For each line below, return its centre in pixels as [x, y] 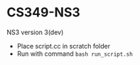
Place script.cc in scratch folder [64, 46]
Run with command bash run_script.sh [75, 54]
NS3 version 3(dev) [35, 32]
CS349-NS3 [44, 12]
